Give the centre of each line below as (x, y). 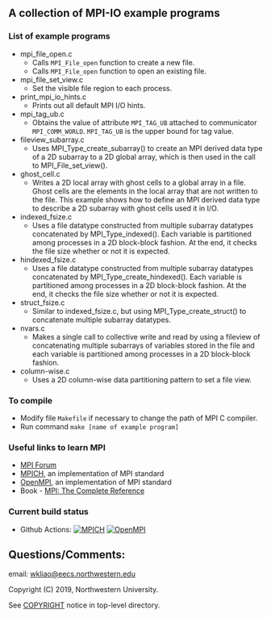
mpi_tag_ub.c (42, 114)
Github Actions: (46, 529)
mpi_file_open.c (46, 54)
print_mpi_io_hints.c (53, 97)
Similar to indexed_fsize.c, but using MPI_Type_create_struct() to (139, 311)
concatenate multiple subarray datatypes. (101, 319)
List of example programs (59, 36)
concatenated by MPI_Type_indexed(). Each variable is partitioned (142, 234)
